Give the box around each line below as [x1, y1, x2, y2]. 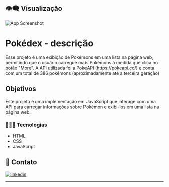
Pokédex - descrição [5, 38, 94, 49]
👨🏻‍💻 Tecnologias [5, 121, 48, 128]
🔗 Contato [5, 158, 37, 167]
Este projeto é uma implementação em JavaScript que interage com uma [5, 98, 156, 104]
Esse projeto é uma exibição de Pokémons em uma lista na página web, [5, 54, 153, 60]
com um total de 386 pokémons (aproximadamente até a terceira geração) [5, 70, 160, 76]
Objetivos [5, 85, 36, 93]
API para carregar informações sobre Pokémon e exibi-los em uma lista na [5, 104, 159, 110]
